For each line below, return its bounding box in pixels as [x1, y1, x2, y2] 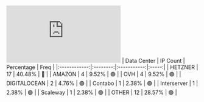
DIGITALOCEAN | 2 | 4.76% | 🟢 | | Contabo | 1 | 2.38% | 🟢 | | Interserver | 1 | [6, 79, 199, 87]
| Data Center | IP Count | [121, 57, 185, 64]
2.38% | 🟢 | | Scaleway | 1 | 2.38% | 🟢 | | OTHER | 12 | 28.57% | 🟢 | [6, 89, 178, 96]
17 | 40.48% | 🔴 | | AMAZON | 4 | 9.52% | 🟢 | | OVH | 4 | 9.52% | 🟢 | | [6, 70, 181, 78]
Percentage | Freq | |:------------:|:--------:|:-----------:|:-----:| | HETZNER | [6, 64, 199, 71]
